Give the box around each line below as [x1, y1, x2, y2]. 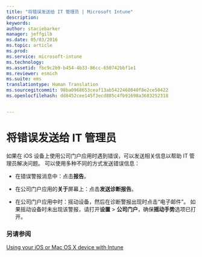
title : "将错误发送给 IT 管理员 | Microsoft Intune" [6, 8, 134, 15]
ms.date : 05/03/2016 [6, 37, 58, 43]
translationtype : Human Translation [6, 82, 98, 88]
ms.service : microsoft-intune [6, 54, 83, 60]
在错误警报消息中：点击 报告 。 [14, 172, 89, 179]
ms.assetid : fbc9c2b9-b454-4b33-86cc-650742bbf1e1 [6, 64, 136, 71]
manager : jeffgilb [6, 31, 52, 37]
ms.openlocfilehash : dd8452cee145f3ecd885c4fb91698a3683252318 [6, 93, 169, 99]
